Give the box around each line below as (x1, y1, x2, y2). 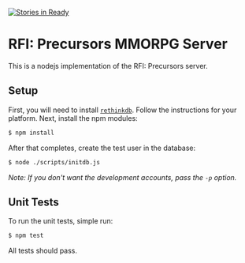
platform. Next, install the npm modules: (8, 113, 138, 122)
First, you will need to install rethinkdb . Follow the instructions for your (8, 105, 237, 115)
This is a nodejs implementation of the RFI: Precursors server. (8, 61, 209, 70)
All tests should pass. (8, 246, 77, 256)
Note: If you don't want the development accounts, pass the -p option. (8, 172, 237, 182)
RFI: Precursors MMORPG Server (8, 36, 228, 53)
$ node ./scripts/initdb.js (8, 158, 101, 166)
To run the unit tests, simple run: (8, 216, 113, 226)
